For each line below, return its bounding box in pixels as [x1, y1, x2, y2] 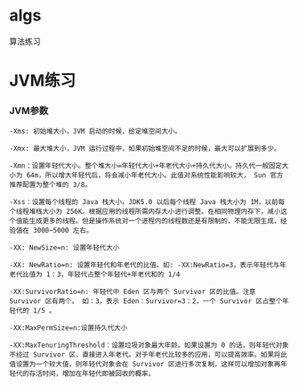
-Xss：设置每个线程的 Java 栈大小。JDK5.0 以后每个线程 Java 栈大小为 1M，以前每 [9, 198, 286, 207]
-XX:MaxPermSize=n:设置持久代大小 [9, 324, 128, 333]
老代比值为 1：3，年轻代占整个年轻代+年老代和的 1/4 [9, 270, 181, 279]
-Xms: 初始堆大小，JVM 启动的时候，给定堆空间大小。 [9, 127, 182, 136]
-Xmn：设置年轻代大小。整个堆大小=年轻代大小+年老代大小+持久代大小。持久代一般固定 [9, 161, 283, 170]
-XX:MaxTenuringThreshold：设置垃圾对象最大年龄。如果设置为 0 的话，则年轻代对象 [9, 341, 289, 350]
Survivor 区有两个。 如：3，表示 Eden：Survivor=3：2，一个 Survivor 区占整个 [9, 297, 283, 306]
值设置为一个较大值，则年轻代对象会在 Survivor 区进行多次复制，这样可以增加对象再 [9, 360, 281, 369]
